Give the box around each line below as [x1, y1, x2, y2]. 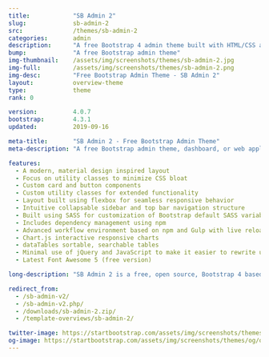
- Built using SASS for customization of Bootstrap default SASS [15, 211, 239, 219]
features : [8, 159, 42, 167]
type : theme [8, 86, 91, 94]
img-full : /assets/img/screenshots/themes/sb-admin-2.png [8, 64, 235, 72]
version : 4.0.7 [8, 108, 91, 116]
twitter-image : [8, 329, 59, 337]
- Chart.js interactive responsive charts [15, 234, 159, 242]
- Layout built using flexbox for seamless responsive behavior [15, 197, 235, 205]
